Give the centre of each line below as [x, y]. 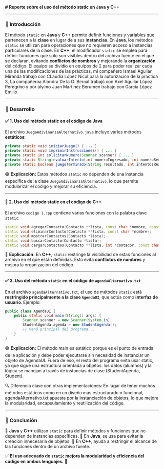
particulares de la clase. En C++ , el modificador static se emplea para [76, 50]
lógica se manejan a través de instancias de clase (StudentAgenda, [72, 370]
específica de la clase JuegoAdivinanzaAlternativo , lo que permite [72, 181]
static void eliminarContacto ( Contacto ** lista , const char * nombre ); [78, 232]
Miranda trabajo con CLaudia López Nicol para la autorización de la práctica [82, 76]
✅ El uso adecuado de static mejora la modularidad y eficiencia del [75, 456]
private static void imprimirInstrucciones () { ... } [61, 151]
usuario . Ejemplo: [23, 302]
